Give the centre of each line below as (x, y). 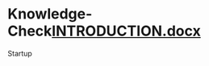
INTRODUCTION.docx (126, 31)
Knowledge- (50, 14)
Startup (20, 53)
